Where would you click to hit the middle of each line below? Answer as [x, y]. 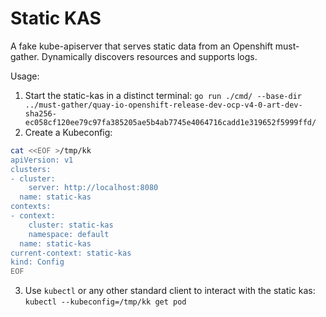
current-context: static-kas [71, 253]
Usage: [25, 76]
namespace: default [69, 234]
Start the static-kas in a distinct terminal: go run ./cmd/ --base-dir [163, 95]
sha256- [40, 113]
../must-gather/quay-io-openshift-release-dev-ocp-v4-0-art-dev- [163, 105]
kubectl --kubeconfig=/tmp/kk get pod [105, 302]
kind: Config [37, 262]
